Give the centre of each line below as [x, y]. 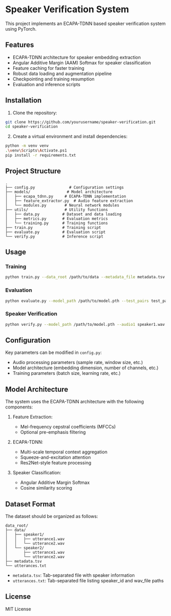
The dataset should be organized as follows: [52, 517]
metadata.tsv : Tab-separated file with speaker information [74, 575]
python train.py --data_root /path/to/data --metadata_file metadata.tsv [85, 277]
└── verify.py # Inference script [54, 236]
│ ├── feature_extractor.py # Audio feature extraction [69, 201]
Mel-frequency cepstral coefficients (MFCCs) [68, 427]
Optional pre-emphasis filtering [53, 432]
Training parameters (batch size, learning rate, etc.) [67, 373]
